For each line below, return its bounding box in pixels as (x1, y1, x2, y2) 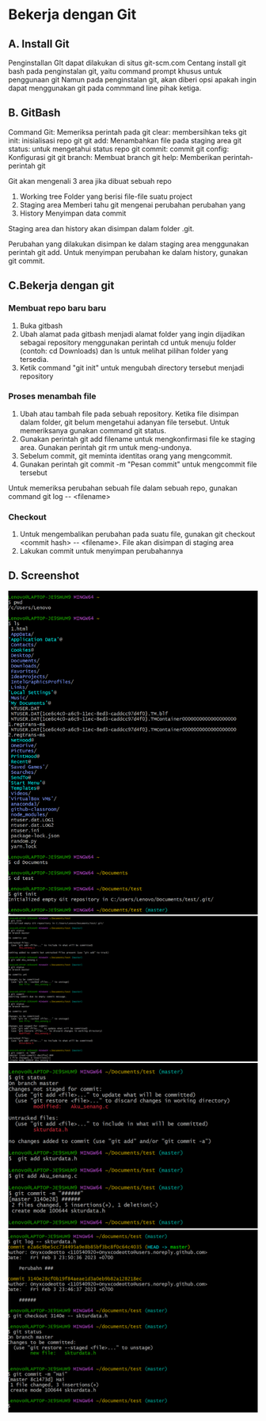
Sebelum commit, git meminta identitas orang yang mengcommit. (19, 451, 233, 460)
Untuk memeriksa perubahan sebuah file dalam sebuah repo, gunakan (8, 483, 237, 493)
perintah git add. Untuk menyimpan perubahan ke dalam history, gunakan (8, 247, 248, 257)
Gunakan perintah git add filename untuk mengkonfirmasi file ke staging (19, 434, 256, 444)
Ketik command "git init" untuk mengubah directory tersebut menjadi (19, 363, 245, 372)
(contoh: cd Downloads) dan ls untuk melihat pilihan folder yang (19, 346, 229, 356)
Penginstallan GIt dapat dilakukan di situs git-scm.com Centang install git (8, 58, 247, 67)
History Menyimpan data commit (19, 208, 127, 218)
